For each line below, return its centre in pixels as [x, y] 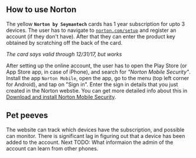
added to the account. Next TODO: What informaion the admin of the [90, 142]
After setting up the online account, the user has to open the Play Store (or [97, 65]
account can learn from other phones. [52, 148]
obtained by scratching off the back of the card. [64, 42]
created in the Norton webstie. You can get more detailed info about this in [97, 90]
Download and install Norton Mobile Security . [61, 97]
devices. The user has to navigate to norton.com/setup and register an [91, 30]
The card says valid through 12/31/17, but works [64, 54]
